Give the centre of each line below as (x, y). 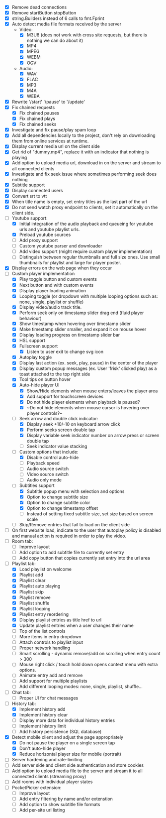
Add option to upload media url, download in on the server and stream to (86, 163)
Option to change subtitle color (58, 502)
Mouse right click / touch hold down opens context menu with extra (88, 665)
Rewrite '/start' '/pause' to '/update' (48, 102)
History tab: (24, 703)
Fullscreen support (39, 346)
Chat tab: (21, 692)
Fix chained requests (33, 107)
